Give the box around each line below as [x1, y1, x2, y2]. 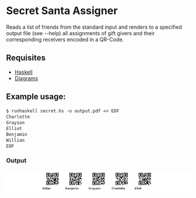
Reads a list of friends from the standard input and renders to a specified [6, 23, 182, 30]
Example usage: [6, 92, 66, 102]
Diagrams [14, 74, 38, 81]
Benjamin [6, 131, 28, 137]
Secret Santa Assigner [6, 4, 118, 18]
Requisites [6, 53, 46, 63]
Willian [6, 137, 25, 143]
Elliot [6, 125, 22, 131]
